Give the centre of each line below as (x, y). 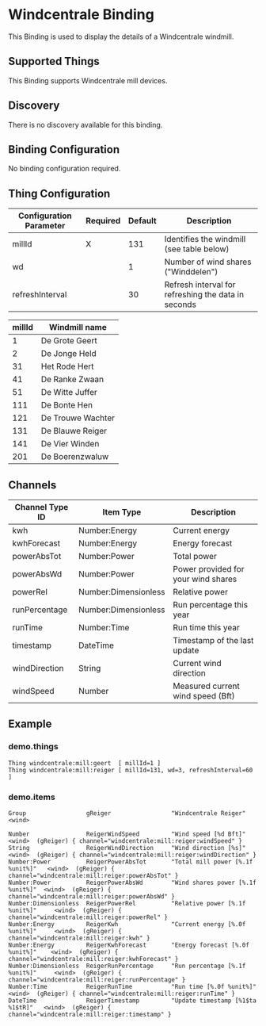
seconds (180, 304)
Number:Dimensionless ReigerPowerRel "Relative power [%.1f (127, 903)
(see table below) (197, 249)
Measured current (206, 686)
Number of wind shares (208, 262)
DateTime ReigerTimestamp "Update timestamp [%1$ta (133, 1001)
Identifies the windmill (205, 239)
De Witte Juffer (69, 392)
